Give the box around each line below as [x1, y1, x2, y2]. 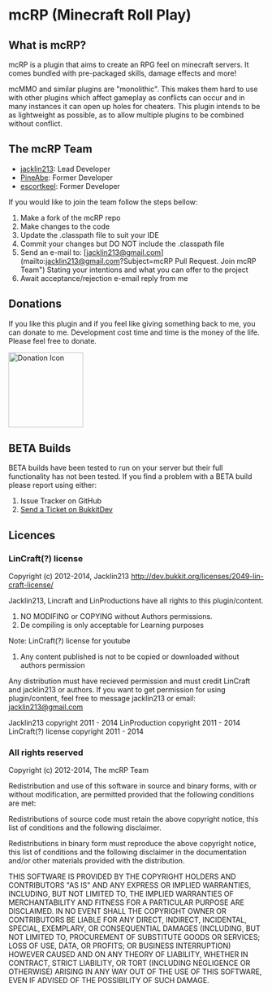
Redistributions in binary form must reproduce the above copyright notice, [8, 839, 257, 849]
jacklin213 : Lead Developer [19, 164, 111, 173]
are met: [8, 798, 37, 808]
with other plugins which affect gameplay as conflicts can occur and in [8, 93, 245, 103]
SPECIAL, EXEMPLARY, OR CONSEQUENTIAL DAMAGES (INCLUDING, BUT [8, 924, 261, 933]
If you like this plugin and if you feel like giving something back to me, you [8, 318, 256, 328]
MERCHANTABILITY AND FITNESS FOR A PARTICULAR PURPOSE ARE [8, 898, 245, 907]
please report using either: [8, 481, 97, 490]
